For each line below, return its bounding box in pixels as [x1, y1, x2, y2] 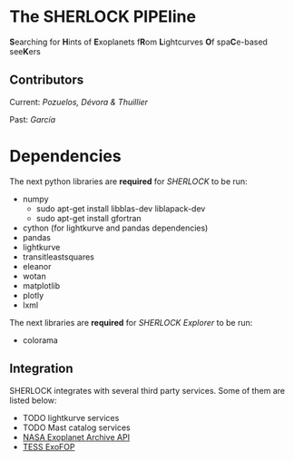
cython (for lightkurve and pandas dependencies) [22, 222, 209, 233]
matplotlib [22, 280, 61, 291]
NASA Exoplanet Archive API [22, 431, 130, 442]
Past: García [9, 113, 56, 124]
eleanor [22, 260, 52, 271]
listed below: [9, 395, 57, 406]
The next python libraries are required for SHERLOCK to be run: [9, 175, 248, 187]
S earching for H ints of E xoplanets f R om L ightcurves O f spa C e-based [9, 36, 268, 47]
